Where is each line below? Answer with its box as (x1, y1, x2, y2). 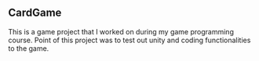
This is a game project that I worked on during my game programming (8, 27, 234, 36)
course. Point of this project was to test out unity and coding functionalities (8, 35, 251, 45)
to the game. (8, 43, 49, 53)
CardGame (8, 6, 62, 20)
